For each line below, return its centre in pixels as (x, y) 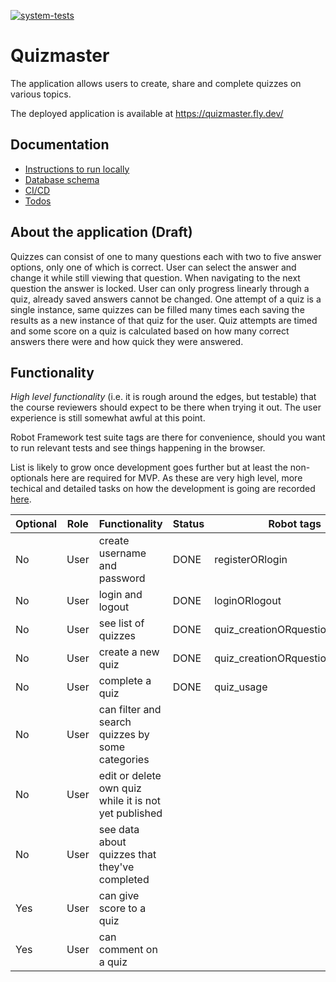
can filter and (130, 710)
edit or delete (130, 776)
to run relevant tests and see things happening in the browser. (138, 448)
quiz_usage (241, 687)
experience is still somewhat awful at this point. (108, 418)
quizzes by (124, 735)
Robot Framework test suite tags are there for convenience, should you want (168, 437)
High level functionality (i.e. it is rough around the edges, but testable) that (163, 397)
